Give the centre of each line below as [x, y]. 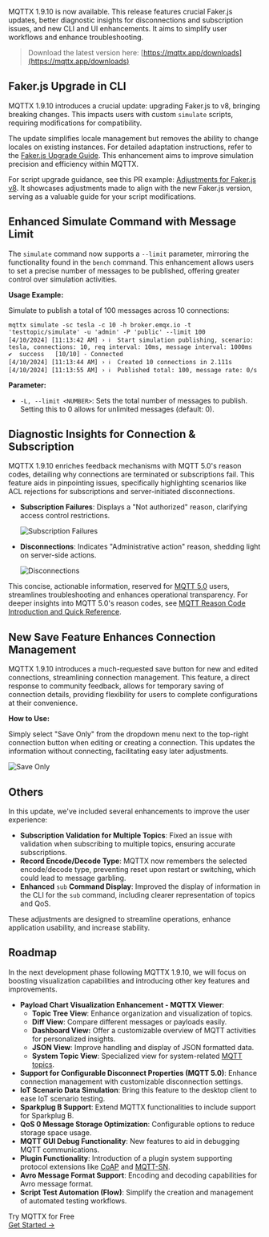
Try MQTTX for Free [41, 1216]
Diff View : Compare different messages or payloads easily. [129, 1021]
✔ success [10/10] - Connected [66, 354]
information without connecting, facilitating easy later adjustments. [118, 751]
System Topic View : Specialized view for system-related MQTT [137, 1056]
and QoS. [35, 904]
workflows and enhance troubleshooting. [76, 37]
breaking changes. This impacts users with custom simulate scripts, [121, 114]
